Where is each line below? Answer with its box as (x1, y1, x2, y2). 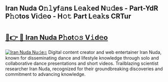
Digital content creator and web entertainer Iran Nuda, (48, 49, 162, 55)
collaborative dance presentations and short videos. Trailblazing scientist (5, 61, 159, 66)
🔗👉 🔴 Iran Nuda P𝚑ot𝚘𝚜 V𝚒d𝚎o (5, 33, 108, 42)
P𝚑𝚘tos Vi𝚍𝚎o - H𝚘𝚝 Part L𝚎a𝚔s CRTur (5, 12, 131, 21)
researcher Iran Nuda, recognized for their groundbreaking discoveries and (5, 66, 163, 72)
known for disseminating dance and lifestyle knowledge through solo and (5, 55, 159, 61)
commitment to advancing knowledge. (5, 71, 86, 77)
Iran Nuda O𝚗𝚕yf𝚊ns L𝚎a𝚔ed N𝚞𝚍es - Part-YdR (5, 4, 159, 13)
